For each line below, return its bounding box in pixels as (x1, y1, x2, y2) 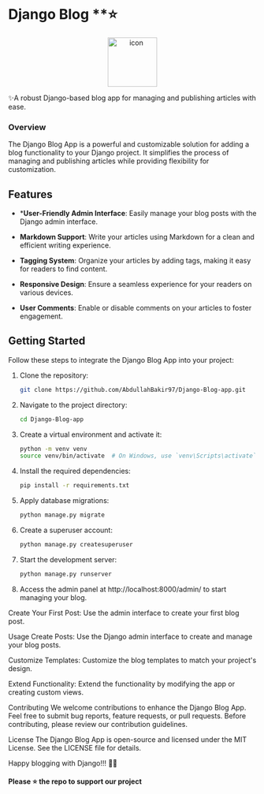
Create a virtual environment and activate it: (19, 430, 162, 439)
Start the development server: (19, 554, 117, 564)
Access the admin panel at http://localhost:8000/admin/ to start (19, 584, 227, 594)
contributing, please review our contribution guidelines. (8, 719, 188, 729)
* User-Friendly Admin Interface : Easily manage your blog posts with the (19, 209, 257, 218)
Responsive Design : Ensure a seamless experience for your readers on (19, 280, 252, 289)
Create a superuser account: (19, 525, 113, 535)
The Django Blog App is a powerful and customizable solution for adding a (8, 140, 250, 149)
